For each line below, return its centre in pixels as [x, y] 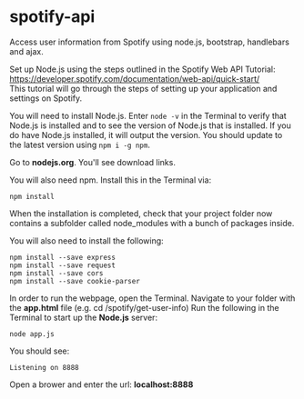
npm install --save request [63, 265]
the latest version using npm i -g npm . [80, 145]
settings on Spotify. [46, 98]
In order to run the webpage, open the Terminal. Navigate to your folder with [152, 298]
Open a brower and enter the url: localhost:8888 [101, 384]
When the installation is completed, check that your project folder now [141, 213]
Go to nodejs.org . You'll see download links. [92, 162]
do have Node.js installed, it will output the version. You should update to [146, 135]
